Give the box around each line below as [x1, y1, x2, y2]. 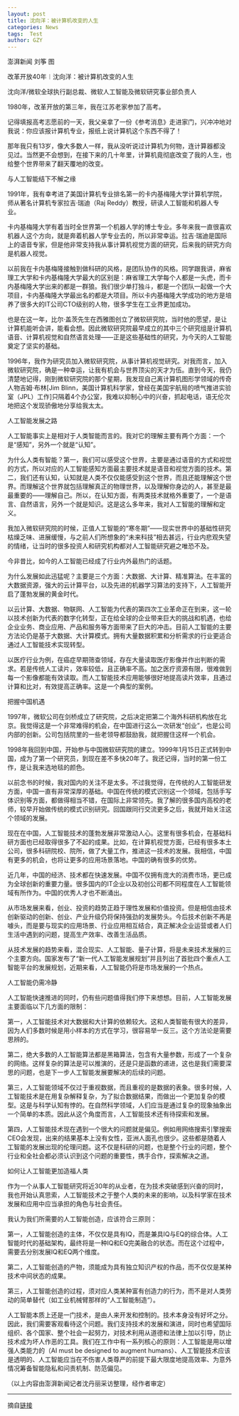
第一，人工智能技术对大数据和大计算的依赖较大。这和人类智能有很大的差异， [7, 1018, 232, 1026]
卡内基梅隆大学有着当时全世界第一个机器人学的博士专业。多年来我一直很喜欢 [7, 223, 232, 231]
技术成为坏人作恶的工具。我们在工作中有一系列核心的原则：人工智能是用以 [7, 1338, 225, 1346]
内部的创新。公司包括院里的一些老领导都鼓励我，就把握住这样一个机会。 [7, 730, 219, 739]
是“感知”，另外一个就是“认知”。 [7, 440, 100, 449]
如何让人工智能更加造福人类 [7, 1167, 89, 1176]
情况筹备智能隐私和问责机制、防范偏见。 [7, 1364, 126, 1373]
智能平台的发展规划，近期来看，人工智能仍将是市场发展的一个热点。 [7, 963, 207, 971]
